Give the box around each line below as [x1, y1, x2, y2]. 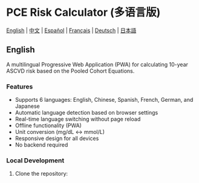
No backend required [15, 141, 68, 148]
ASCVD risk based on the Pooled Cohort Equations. [6, 67, 135, 75]
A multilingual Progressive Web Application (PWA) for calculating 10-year [6, 61, 189, 68]
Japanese [15, 102, 41, 110]
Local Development [6, 156, 65, 164]
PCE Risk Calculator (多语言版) [6, 5, 161, 19]
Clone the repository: [15, 170, 68, 178]
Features [6, 82, 33, 91]
